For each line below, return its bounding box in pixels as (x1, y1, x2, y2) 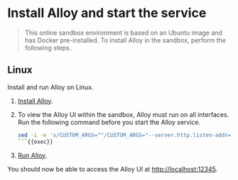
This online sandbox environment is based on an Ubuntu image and (24, 28, 222, 37)
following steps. (24, 43, 72, 52)
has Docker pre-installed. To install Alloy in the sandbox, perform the (24, 35, 226, 44)
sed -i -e (17, 131, 48, 139)
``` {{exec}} (17, 138, 53, 145)
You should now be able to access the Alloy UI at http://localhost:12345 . (7, 164, 218, 173)
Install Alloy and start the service (7, 5, 207, 21)
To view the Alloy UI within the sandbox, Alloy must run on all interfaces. (17, 110, 229, 118)
